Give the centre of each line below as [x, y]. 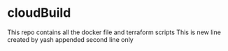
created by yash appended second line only [71, 39]
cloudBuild [39, 13]
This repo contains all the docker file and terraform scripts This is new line [114, 32]
